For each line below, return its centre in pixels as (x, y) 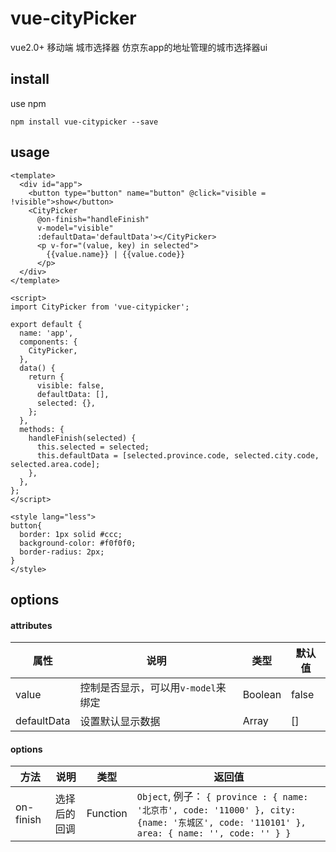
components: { (48, 342)
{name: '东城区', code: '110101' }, (221, 823)
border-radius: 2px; (62, 552)
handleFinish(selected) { (82, 438)
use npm (28, 103)
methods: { (42, 429)
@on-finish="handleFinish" (93, 219)
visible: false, (70, 385)
